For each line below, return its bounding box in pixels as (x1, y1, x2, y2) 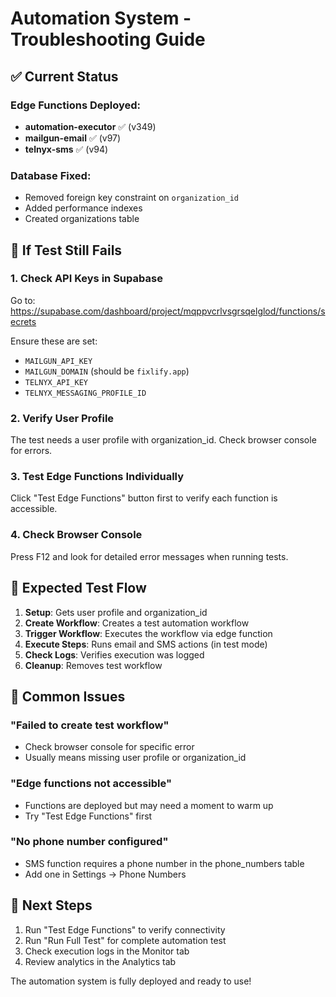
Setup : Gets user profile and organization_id (24, 606, 208, 618)
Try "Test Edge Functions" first (24, 810, 153, 822)
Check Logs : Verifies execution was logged (24, 648, 205, 661)
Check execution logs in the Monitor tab (24, 945, 190, 957)
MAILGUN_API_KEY (24, 356, 93, 366)
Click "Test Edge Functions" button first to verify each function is (10, 492, 278, 504)
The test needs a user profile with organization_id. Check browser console (10, 434, 317, 446)
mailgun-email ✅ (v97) (24, 132, 122, 144)
